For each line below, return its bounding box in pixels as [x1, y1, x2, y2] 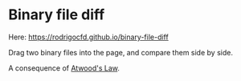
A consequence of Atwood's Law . [8, 63, 120, 73]
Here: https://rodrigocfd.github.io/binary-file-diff [8, 32, 169, 42]
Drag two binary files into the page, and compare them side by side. [8, 47, 233, 57]
